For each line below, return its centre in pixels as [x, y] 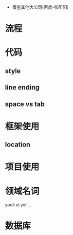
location [18, 145]
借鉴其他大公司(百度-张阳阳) [40, 7]
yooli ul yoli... [18, 205]
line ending [22, 87]
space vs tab [25, 104]
